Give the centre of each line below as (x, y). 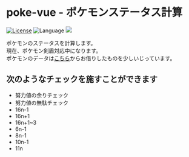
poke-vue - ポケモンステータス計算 (94, 12)
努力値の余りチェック (41, 95)
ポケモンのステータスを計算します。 (51, 43)
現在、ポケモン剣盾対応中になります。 (54, 51)
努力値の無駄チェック (41, 103)
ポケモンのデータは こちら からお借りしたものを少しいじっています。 (91, 58)
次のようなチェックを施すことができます (82, 79)
